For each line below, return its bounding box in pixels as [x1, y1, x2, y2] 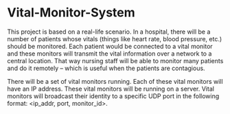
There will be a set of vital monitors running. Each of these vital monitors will [7, 77, 223, 85]
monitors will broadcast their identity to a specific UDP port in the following [7, 91, 220, 100]
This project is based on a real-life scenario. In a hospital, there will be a [7, 27, 211, 36]
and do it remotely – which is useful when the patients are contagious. [7, 64, 205, 72]
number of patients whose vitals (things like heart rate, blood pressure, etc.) [7, 34, 222, 43]
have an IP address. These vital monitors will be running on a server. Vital [7, 84, 215, 93]
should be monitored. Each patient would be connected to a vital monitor [7, 42, 213, 50]
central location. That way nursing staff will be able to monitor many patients [7, 56, 224, 65]
